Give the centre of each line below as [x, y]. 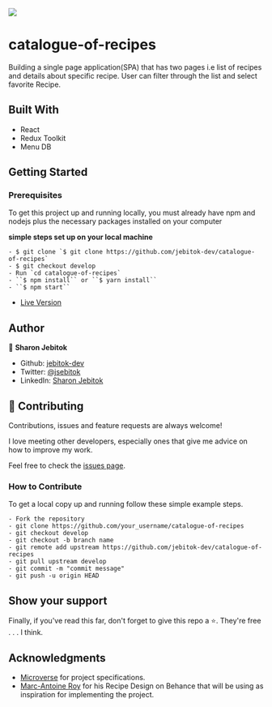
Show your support [58, 600]
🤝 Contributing [46, 406]
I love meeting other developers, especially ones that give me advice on [128, 441]
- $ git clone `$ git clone [56, 252]
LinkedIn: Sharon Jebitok [62, 380]
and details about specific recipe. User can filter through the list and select [133, 75]
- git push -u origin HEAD [54, 576]
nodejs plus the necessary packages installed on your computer [115, 221]
